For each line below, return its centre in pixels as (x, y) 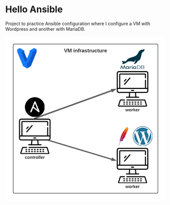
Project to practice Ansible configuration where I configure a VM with (78, 24)
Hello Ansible (34, 9)
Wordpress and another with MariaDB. (45, 29)
